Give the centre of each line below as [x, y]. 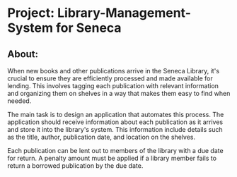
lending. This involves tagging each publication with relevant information [113, 86]
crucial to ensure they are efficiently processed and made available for [110, 78]
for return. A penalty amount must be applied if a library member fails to [112, 158]
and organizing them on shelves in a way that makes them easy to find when [119, 93]
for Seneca [88, 28]
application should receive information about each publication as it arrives [115, 122]
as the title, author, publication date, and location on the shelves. [102, 137]
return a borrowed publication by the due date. [75, 166]
